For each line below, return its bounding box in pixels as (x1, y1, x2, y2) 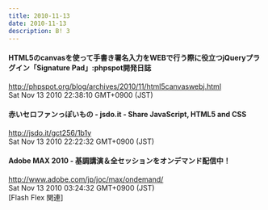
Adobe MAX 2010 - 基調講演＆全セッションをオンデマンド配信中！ (8, 156, 232, 166)
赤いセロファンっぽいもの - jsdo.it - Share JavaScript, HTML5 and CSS (8, 110, 247, 120)
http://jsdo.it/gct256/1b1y (8, 128, 92, 137)
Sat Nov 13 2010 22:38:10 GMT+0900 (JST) (8, 90, 153, 99)
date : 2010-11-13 (8, 19, 67, 27)
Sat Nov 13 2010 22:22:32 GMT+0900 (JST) (8, 136, 155, 146)
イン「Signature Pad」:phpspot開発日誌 (15, 62, 152, 73)
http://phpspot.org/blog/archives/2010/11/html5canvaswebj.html (8, 82, 222, 91)
